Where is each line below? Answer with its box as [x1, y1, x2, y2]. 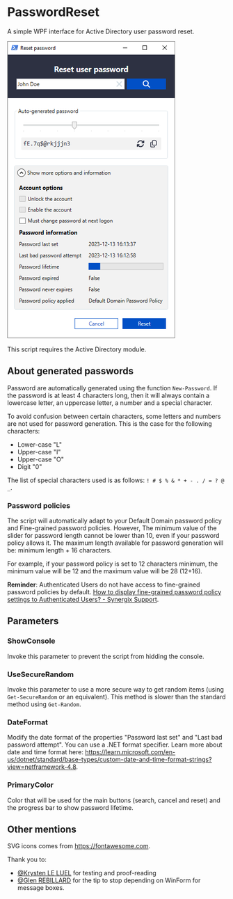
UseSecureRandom [7, 669, 74, 679]
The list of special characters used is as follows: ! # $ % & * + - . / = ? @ [7, 476, 225, 484]
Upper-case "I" [17, 447, 61, 456]
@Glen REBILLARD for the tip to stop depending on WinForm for [17, 876, 201, 884]
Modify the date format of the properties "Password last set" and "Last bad [7, 733, 223, 742]
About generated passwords [7, 365, 134, 377]
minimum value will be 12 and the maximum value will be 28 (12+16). [7, 567, 203, 575]
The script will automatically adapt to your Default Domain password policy [7, 516, 223, 525]
